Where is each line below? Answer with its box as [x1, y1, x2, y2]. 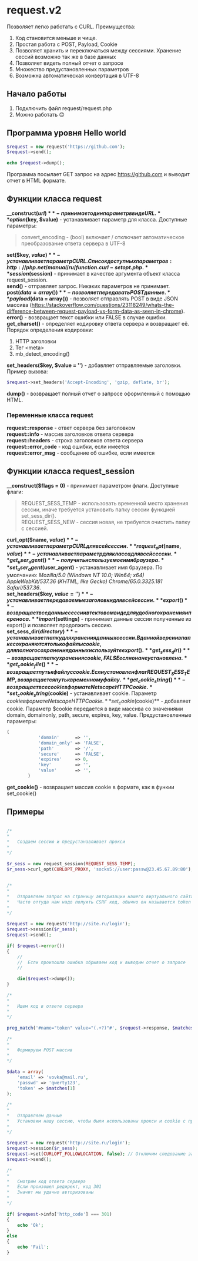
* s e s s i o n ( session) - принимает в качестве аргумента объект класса [6, 270, 180, 277]
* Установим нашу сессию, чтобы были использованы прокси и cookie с [6, 1118, 186, 1124]
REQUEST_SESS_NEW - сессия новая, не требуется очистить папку [21, 518, 190, 525]
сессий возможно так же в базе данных [15, 53, 116, 60]
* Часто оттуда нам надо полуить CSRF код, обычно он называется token [6, 899, 192, 905]
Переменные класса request [6, 411, 93, 419]
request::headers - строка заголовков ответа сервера [6, 437, 143, 444]
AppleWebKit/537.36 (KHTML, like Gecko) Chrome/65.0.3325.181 [6, 578, 163, 585]
